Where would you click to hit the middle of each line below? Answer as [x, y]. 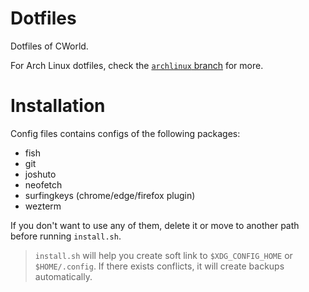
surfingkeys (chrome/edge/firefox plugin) [110, 195]
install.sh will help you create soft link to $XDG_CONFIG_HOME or [163, 255]
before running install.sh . [66, 236]
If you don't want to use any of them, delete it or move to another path [155, 225]
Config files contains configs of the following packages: [125, 133]
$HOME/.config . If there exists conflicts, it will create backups [159, 266]
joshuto [40, 174]
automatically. [63, 276]
